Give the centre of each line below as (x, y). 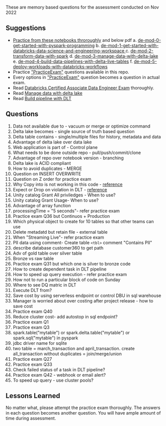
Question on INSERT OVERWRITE (47, 173)
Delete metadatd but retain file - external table (60, 232)
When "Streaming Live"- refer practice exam (58, 237)
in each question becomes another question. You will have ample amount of (83, 413)
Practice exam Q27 (32, 359)
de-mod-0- (149, 40)
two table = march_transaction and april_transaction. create (74, 348)
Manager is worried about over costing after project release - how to (83, 300)
